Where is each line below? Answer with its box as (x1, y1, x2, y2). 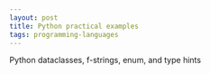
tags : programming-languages (9, 30, 119, 39)
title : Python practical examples (9, 22, 140, 31)
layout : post (9, 13, 59, 23)
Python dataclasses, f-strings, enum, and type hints (9, 55, 201, 66)
